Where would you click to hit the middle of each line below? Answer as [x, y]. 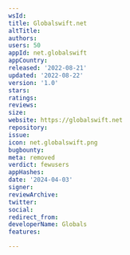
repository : [28, 127]
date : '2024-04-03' [41, 180]
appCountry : [28, 61]
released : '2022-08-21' [48, 68]
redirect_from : [33, 217]
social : [21, 209]
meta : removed [32, 157]
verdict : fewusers [39, 165]
